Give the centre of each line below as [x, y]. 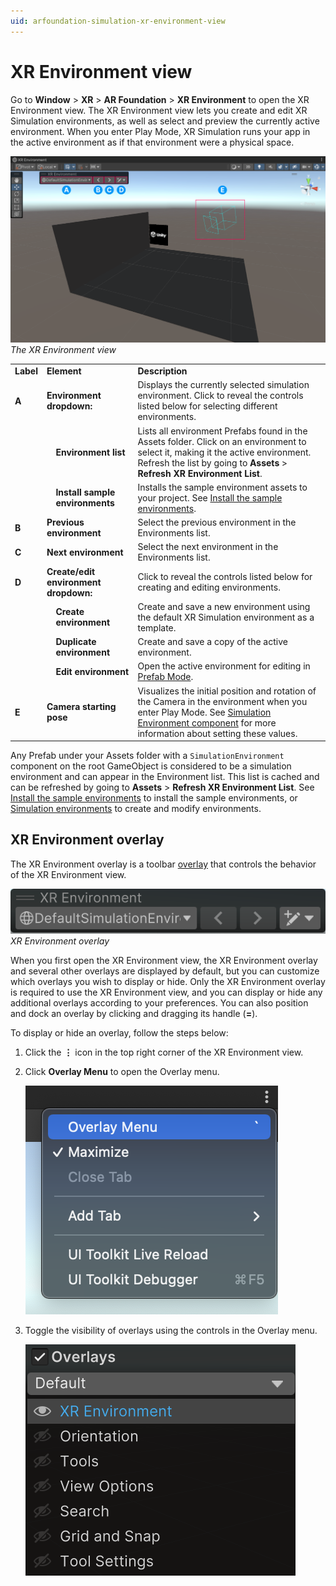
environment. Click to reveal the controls [220, 396]
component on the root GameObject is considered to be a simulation [151, 766]
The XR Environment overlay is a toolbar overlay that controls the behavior [163, 864]
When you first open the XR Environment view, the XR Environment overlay [164, 961]
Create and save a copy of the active [212, 642]
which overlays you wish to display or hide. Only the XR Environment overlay [168, 982]
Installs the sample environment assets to [222, 487]
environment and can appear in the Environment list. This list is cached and [165, 777]
